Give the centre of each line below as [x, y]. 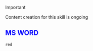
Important [15, 7]
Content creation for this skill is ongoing [47, 17]
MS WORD [22, 33]
